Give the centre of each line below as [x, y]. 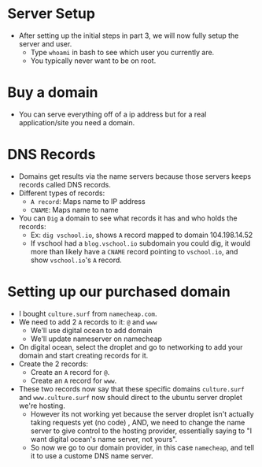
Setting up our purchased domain [119, 291]
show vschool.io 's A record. [76, 260]
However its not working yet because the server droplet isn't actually [142, 413]
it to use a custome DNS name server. [92, 456]
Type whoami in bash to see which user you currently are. [122, 52]
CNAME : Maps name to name [74, 209]
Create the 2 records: [53, 364]
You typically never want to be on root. [93, 61]
